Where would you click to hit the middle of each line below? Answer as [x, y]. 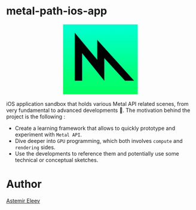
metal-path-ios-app [57, 11]
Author [24, 184]
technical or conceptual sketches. [56, 160]
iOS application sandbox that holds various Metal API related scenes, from [98, 104]
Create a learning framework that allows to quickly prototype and [95, 128]
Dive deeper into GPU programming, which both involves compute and [99, 141]
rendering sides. [35, 147]
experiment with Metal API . [48, 135]
